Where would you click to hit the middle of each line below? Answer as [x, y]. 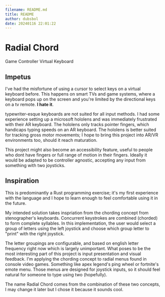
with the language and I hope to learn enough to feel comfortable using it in [82, 198]
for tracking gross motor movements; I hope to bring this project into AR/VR [82, 135]
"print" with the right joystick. [35, 233]
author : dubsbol [22, 19]
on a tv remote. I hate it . [30, 104]
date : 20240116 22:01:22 [31, 23]
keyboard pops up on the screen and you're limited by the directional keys [81, 99]
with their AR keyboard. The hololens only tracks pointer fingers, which [77, 124]
